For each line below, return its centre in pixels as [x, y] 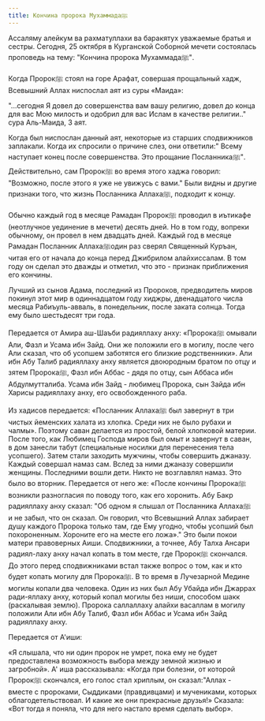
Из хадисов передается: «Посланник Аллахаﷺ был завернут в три [121, 410]
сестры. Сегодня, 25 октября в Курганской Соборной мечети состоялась [132, 46]
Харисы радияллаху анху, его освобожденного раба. [98, 392]
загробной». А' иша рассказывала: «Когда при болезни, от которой [122, 669]
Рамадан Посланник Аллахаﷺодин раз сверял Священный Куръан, [123, 246]
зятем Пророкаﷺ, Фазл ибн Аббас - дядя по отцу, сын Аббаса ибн [121, 372]
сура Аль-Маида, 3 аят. [48, 122]
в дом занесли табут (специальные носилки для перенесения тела [121, 447]
